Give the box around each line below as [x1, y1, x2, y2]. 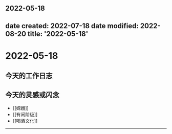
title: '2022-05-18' [27, 29, 89, 38]
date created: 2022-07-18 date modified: [5, 21, 139, 30]
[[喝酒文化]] [12, 118, 38, 124]
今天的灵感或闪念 [5, 91, 59, 99]
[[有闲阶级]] [12, 111, 38, 118]
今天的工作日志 [5, 72, 53, 80]
